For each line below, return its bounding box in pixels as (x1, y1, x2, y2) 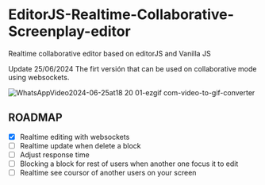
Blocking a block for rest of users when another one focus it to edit (19, 159, 239, 168)
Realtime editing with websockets (19, 132, 130, 141)
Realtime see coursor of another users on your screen (19, 168, 197, 177)
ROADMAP (8, 111, 63, 125)
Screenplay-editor (8, 22, 131, 40)
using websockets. (8, 72, 70, 82)
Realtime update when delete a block (19, 141, 141, 150)
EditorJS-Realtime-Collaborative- (8, 6, 234, 24)
